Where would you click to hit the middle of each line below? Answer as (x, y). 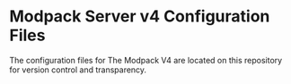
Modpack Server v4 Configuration (140, 17)
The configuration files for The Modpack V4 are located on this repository (146, 60)
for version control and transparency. (78, 70)
